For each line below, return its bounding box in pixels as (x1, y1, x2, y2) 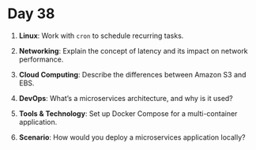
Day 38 (7, 5, 55, 23)
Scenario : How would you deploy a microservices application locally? (18, 132, 246, 142)
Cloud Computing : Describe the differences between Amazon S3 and (18, 69, 247, 79)
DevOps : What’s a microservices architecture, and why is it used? (18, 93, 234, 103)
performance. (18, 54, 64, 64)
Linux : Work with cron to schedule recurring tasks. (18, 31, 184, 40)
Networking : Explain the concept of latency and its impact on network (18, 46, 248, 55)
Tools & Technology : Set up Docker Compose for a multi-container (18, 108, 238, 118)
